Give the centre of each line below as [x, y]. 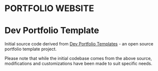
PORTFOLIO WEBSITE [49, 8]
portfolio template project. [31, 49]
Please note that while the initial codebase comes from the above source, [78, 58]
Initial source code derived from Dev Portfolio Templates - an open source [79, 44]
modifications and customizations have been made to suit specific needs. [79, 64]
